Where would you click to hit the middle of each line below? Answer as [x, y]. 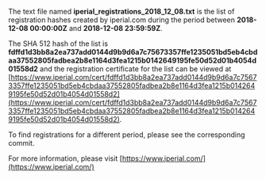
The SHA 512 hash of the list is [58, 44]
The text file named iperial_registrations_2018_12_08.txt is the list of [121, 11]
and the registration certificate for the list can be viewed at [135, 69]
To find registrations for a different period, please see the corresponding [127, 135]
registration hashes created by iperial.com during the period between [122, 20]
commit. [21, 143]
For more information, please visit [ [66, 158]
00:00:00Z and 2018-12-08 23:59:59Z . [96, 28]
